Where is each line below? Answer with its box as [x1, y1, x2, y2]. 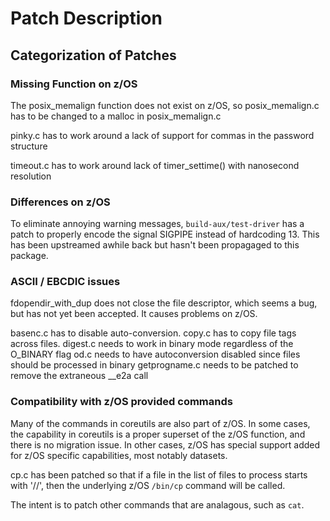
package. [10, 250, 49, 262]
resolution [10, 170, 52, 182]
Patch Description [10, 7, 163, 30]
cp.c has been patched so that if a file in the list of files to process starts [10, 468, 308, 481]
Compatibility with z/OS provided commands [10, 395, 233, 409]
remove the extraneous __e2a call [10, 370, 149, 382]
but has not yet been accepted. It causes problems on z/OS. [10, 308, 258, 320]
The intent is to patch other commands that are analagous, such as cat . [10, 498, 305, 511]
